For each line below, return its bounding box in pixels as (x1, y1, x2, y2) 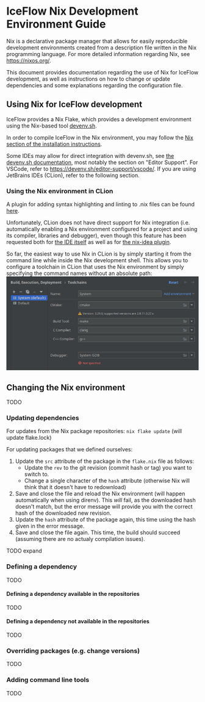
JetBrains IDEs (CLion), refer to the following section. (6, 171, 140, 179)
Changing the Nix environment (6, 382, 126, 393)
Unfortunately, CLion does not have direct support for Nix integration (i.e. (6, 219, 190, 226)
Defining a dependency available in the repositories (6, 590, 140, 598)
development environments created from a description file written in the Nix (6, 44, 197, 51)
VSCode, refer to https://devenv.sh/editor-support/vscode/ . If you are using (6, 165, 196, 172)
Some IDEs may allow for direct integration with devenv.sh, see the (6, 152, 174, 159)
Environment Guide (6, 17, 106, 31)
